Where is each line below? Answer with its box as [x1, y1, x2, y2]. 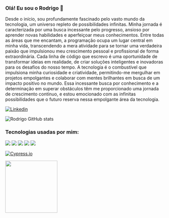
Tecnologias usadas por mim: [5, 129, 79, 136]
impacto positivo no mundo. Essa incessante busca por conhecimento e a [5, 80, 159, 86]
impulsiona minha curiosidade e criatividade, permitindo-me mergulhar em [5, 70, 160, 76]
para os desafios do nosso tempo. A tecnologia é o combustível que [5, 64, 147, 70]
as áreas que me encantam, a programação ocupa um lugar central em [5, 37, 153, 43]
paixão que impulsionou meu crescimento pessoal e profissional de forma [5, 48, 159, 54]
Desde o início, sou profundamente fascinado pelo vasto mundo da [5, 16, 145, 22]
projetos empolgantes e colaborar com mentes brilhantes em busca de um [5, 75, 160, 81]
